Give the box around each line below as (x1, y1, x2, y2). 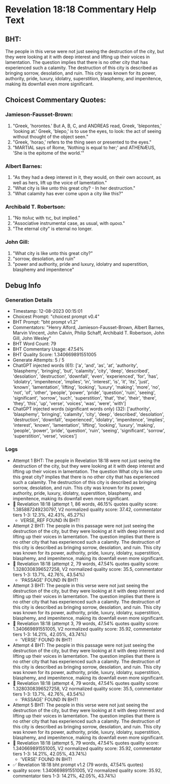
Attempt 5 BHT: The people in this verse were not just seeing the (12, 702, 149, 708)
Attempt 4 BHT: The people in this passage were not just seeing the (12, 642, 155, 648)
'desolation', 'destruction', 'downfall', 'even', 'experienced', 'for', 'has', (12, 373, 159, 379)
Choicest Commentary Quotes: (5, 96, 106, 104)
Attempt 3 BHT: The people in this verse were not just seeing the (12, 582, 149, 588)
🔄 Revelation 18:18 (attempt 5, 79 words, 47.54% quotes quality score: (12, 740, 159, 746)
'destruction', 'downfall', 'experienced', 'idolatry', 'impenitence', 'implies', (12, 417, 165, 423)
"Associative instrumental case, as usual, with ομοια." (12, 220, 125, 226)
